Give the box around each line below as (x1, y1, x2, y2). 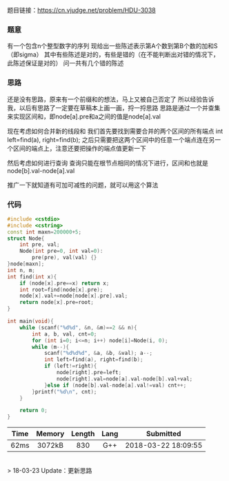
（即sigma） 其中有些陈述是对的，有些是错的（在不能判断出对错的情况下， (7, 50, 219, 59)
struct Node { (7, 235, 45, 242)
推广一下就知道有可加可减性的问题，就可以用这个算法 (7, 181, 159, 189)
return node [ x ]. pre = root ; (19, 299, 94, 306)
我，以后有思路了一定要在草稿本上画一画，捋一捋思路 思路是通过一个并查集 (7, 103, 221, 112)
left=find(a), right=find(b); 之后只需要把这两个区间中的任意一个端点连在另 (7, 135, 215, 143)
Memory (36, 429, 65, 439)
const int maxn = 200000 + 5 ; (7, 228, 81, 236)
